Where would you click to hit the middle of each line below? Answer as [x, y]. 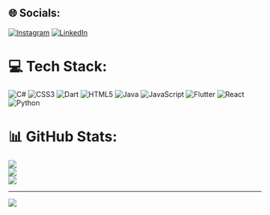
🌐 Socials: [35, 13]
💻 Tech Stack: [58, 67]
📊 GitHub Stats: [63, 136]
